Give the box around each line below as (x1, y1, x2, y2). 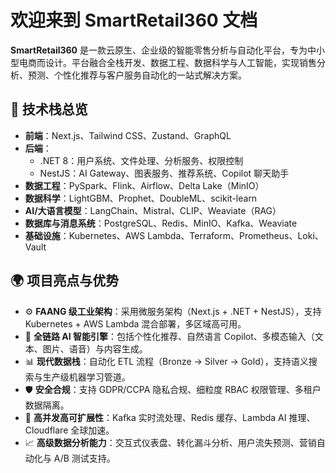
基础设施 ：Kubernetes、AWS (24, 229, 146, 241)
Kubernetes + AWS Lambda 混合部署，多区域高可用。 (24, 317, 247, 330)
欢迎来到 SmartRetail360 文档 (10, 9, 258, 32)
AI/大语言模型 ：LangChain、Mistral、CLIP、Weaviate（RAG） (24, 204, 282, 216)
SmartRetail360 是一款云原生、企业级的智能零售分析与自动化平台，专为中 (10, 44, 317, 56)
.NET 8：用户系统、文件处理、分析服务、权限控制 (39, 154, 244, 166)
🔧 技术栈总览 (10, 101, 88, 118)
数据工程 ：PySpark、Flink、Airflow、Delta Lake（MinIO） (24, 179, 265, 191)
